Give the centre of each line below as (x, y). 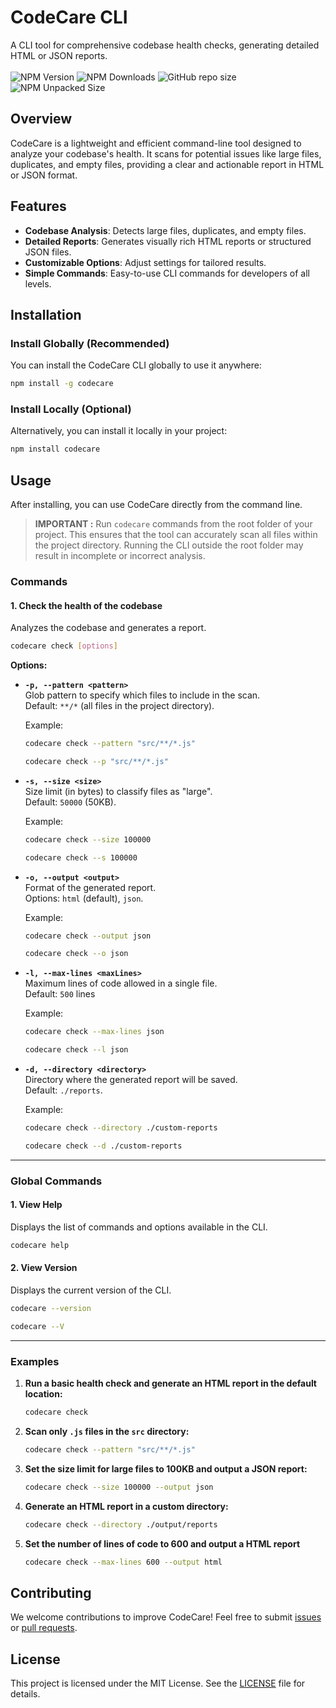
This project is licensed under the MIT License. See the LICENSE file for (158, 1683)
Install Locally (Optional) (71, 409)
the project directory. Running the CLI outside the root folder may (169, 545)
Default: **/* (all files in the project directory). (119, 706)
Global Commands (56, 1181)
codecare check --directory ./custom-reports (121, 1128)
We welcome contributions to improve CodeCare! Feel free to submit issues (166, 1617)
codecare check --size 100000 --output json (119, 1487)
